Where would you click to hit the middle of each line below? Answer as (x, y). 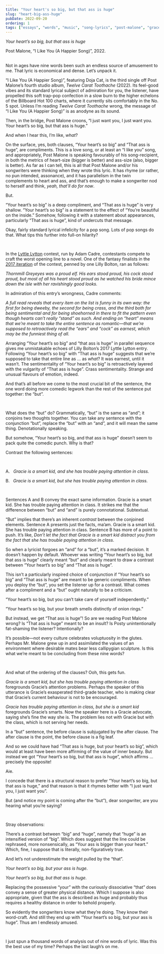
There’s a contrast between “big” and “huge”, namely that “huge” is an (76, 834)
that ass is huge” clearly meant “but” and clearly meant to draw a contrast (80, 560)
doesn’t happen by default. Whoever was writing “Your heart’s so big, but (79, 555)
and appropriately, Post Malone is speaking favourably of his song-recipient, (82, 155)
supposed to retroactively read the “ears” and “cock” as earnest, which (78, 329)
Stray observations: (25, 825)
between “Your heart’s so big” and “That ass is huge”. (59, 565)
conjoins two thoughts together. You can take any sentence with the (74, 418)
